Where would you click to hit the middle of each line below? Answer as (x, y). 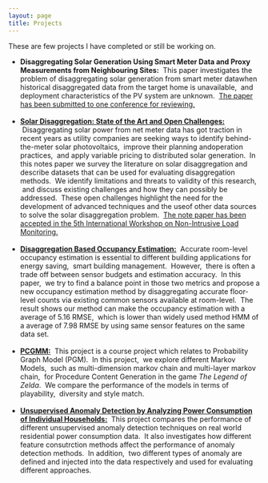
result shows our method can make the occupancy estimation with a (132, 308)
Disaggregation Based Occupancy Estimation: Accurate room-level (134, 248)
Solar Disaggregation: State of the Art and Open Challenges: (122, 121)
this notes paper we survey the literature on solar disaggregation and (134, 163)
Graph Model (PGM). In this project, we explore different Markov (128, 359)
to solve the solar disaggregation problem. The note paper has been (133, 215)
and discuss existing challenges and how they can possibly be (125, 189)
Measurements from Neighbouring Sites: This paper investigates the (136, 70)
